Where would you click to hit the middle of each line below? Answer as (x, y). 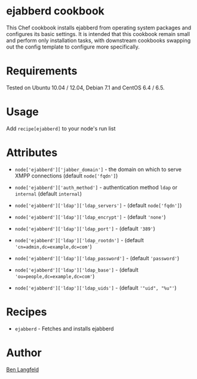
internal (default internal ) (48, 194)
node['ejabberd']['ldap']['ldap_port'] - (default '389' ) (85, 228)
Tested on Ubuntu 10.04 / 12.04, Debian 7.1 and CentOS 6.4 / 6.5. (86, 88)
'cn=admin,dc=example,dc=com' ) (53, 246)
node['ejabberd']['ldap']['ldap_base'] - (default (76, 270)
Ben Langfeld (23, 369)
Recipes (27, 312)
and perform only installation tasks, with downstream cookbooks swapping (98, 40)
